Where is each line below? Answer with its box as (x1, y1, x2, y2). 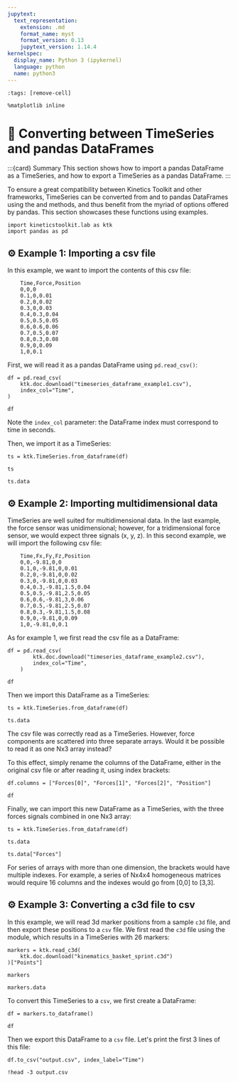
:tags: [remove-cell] (7, 90, 72, 97)
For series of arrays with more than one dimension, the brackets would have (7, 863, 230, 872)
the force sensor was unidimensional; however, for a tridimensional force (7, 524, 221, 532)
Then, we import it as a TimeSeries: (7, 439, 112, 448)
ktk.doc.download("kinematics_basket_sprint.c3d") (20, 953, 173, 960)
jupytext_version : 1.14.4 (20, 43, 97, 50)
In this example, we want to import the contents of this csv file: (7, 266, 191, 274)
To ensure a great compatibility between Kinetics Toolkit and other (7, 186, 202, 194)
